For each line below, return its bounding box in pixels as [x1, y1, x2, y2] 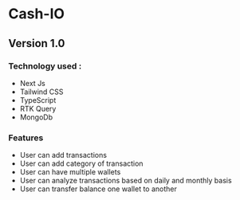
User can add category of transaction [19, 159, 144, 168]
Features [8, 132, 44, 143]
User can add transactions [19, 151, 108, 160]
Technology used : [8, 61, 82, 72]
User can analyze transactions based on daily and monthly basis [19, 176, 233, 186]
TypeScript [19, 95, 57, 104]
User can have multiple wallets [19, 167, 121, 177]
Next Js [19, 78, 46, 88]
